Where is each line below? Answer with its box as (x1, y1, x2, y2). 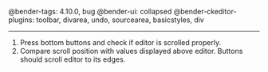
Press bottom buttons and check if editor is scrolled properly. (19, 38, 222, 47)
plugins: (8, 15, 34, 25)
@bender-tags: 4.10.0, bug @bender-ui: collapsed (8, 7, 172, 16)
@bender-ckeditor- (173, 7, 237, 16)
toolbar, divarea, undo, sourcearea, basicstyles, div (35, 15, 205, 25)
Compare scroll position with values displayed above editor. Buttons (19, 47, 243, 55)
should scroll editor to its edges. (19, 55, 126, 64)
